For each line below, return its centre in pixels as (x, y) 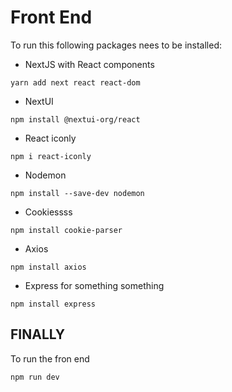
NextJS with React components (89, 64)
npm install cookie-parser (66, 230)
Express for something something (94, 285)
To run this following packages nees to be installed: (116, 45)
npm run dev (35, 377)
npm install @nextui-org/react (75, 119)
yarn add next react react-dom (75, 82)
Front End (51, 17)
